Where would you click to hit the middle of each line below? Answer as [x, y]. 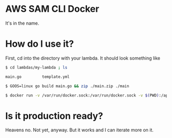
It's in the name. [22, 23]
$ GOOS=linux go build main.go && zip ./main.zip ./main [67, 86]
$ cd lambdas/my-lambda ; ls [36, 67]
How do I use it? [40, 44]
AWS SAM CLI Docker [52, 9]
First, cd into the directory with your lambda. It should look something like [83, 58]
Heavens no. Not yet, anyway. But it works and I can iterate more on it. [79, 130]
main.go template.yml [38, 77]
